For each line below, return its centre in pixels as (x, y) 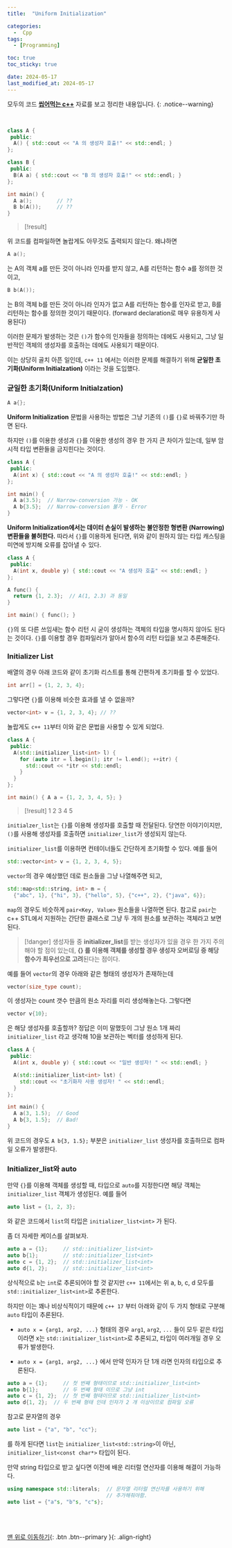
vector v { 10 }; (28, 1014)
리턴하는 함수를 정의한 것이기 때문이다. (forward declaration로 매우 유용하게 (110, 313)
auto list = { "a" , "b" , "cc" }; (52, 1430)
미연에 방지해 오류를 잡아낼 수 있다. (54, 545)
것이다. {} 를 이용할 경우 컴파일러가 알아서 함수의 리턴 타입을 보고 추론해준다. (117, 638)
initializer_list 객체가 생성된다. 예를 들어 (67, 1194)
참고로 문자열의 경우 (34, 1417)
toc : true (21, 58)
